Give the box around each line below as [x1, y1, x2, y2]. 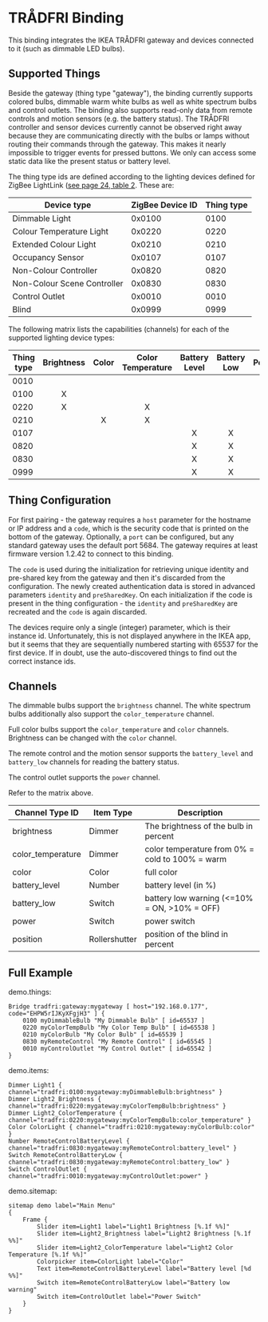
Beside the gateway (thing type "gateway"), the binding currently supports [8, 88, 254, 98]
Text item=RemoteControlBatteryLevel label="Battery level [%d [37, 1265, 251, 1273]
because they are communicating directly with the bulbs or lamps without [8, 130, 250, 140]
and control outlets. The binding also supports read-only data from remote [8, 105, 253, 114]
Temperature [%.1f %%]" [8, 1251, 88, 1259]
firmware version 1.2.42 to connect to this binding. [8, 549, 174, 559]
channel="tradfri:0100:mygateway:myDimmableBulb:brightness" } [8, 1088, 223, 1096]
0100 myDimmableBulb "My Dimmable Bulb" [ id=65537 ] [22, 1017, 205, 1025]
